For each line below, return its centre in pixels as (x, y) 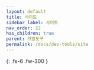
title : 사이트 (22, 17)
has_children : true (30, 34)
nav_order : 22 (24, 28)
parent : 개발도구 (25, 39)
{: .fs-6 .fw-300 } (27, 61)
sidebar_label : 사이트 (32, 22)
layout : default (26, 11)
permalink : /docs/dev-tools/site (47, 45)
